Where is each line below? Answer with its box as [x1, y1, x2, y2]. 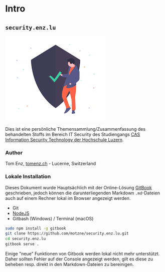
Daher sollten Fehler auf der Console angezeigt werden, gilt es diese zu [5, 256, 153, 262]
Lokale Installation [5, 173, 51, 180]
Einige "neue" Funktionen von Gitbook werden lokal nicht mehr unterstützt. [5, 251, 160, 257]
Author [5, 149, 23, 156]
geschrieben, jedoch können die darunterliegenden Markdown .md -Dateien [5, 190, 160, 196]
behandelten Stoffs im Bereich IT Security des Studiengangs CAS [5, 131, 140, 137]
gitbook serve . [5, 241, 39, 247]
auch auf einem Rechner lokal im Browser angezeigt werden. [5, 195, 131, 201]
